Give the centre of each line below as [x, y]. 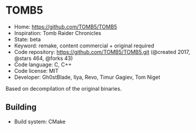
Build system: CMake [40, 122]
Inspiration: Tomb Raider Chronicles [58, 33]
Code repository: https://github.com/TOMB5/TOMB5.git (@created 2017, [102, 52]
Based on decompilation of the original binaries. [64, 88]
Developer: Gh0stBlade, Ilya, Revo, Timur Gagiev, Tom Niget [87, 77]
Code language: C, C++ [43, 64]
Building [21, 107]
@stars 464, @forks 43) [43, 58]
